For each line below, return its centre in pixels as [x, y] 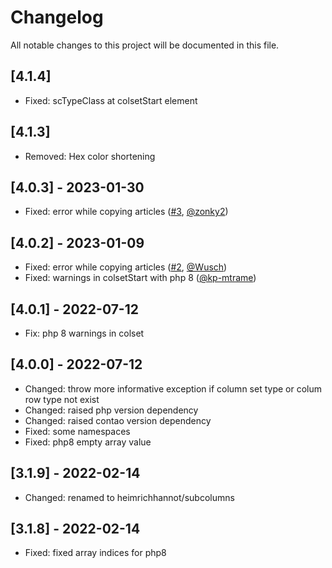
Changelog [57, 17]
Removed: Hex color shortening [90, 156]
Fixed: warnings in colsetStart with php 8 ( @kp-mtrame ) [140, 278]
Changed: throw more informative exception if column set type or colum [173, 388]
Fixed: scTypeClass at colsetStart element [111, 100]
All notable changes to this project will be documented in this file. [145, 45]
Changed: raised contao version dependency [118, 420]
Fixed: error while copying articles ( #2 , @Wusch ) [126, 267]
